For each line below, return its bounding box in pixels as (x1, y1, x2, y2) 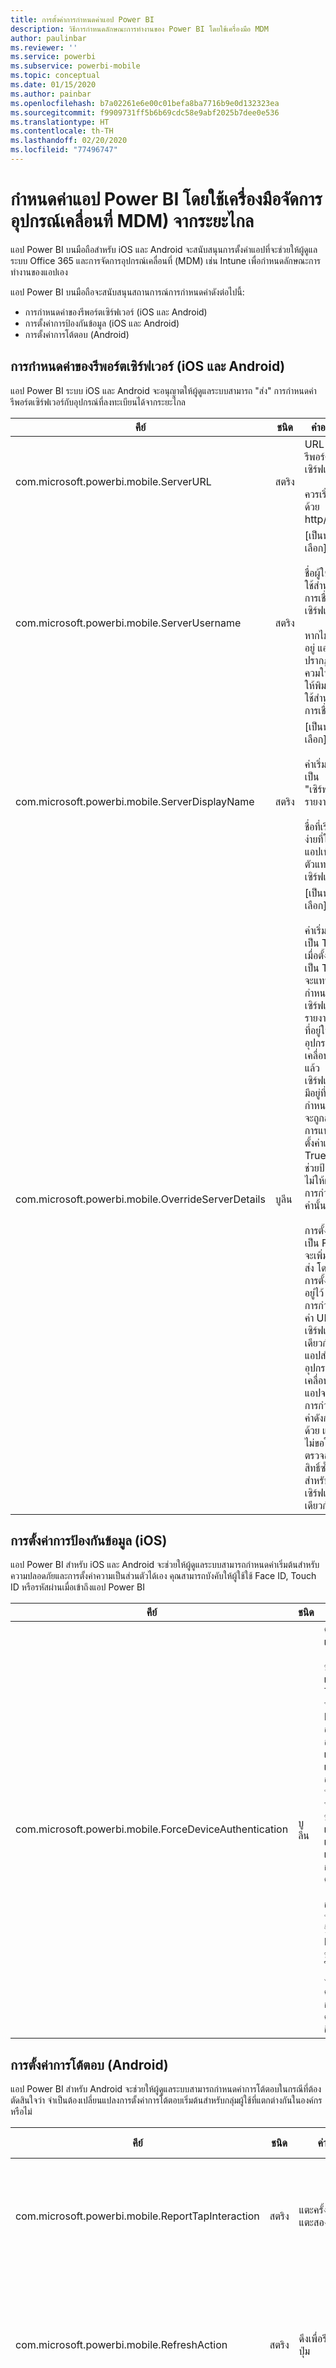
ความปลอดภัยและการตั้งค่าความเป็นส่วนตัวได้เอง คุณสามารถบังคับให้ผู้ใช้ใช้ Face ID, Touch (10, 1570, 317, 1582)
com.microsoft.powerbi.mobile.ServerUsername (15, 616, 242, 630)
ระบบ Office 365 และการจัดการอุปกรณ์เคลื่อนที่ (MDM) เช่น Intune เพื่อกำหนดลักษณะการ (10, 254, 321, 266)
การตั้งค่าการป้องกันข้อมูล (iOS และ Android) (24, 317, 180, 329)
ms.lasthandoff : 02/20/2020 (10, 136, 128, 146)
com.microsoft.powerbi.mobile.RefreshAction (15, 2338, 228, 2352)
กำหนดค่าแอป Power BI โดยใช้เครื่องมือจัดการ (10, 188, 323, 211)
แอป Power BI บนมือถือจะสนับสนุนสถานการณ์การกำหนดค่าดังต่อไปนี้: (10, 286, 245, 298)
